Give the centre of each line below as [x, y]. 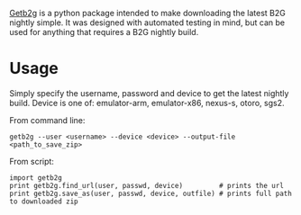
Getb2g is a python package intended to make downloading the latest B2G [147, 13]
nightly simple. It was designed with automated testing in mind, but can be [147, 22]
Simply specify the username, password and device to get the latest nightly [149, 93]
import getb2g [36, 178]
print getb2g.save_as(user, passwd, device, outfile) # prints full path [151, 193]
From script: [32, 161]
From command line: [47, 120]
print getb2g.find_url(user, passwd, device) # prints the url [146, 185]
